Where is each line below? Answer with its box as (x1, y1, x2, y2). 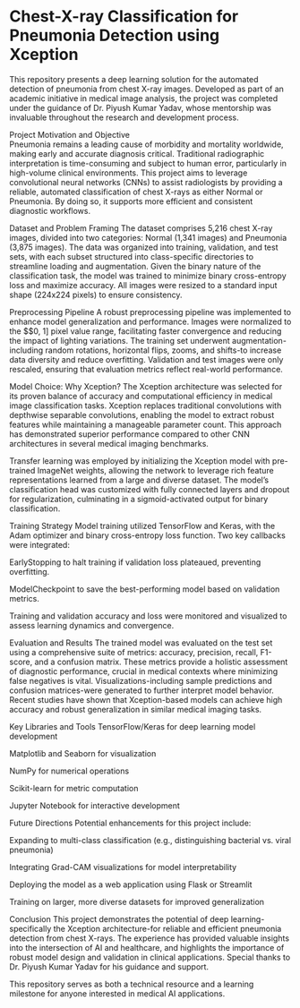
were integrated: (9, 539, 70, 550)
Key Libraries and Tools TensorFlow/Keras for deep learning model (9, 721, 256, 731)
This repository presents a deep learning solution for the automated (9, 73, 259, 84)
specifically (9, 923, 52, 934)
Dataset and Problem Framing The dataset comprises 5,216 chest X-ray (9, 222, 273, 234)
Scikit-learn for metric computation (9, 782, 139, 793)
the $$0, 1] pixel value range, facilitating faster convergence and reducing (9, 325, 282, 337)
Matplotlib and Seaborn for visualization (9, 747, 157, 758)
